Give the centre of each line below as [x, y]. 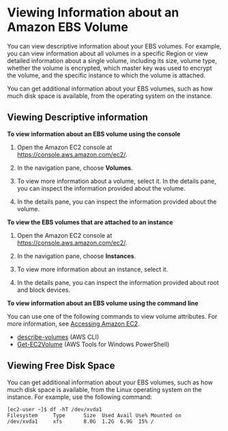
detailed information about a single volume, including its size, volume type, [112, 60]
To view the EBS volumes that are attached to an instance [90, 222]
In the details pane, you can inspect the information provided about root [118, 282]
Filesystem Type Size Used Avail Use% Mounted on [95, 415]
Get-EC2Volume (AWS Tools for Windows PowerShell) [93, 344]
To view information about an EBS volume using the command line [103, 303]
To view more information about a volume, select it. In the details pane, [116, 181]
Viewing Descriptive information [77, 118]
